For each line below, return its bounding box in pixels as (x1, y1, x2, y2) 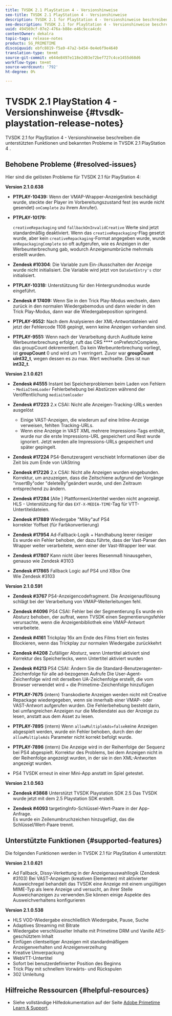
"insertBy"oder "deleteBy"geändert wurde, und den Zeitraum (12, 480, 142, 486)
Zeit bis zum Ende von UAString (12, 459, 80, 466)
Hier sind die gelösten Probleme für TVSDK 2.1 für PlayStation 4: (5, 173, 141, 180)
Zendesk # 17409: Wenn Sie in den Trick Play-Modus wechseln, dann (12, 297, 160, 303)
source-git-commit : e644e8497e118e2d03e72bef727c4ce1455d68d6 (5, 55, 141, 60)
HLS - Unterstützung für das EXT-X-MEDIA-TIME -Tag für (12, 501, 128, 507)
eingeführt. (12, 288, 37, 294)
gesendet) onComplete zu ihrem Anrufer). (12, 204, 99, 210)
